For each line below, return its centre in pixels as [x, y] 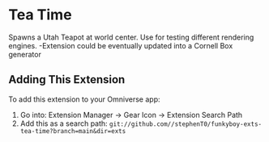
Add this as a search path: [64, 123]
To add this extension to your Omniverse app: [84, 99]
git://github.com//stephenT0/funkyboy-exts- [185, 124]
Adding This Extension [67, 79]
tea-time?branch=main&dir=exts [73, 131]
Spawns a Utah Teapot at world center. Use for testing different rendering [131, 37]
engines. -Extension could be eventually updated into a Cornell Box [121, 45]
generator [25, 54]
